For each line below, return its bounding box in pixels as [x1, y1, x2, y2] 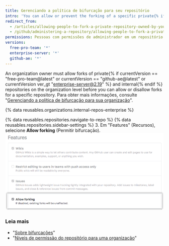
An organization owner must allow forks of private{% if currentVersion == [5, 70, 158, 76]
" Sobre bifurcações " [12, 229, 55, 235]
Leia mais [5, 218, 29, 225]
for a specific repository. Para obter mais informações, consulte [5, 92, 137, 98]
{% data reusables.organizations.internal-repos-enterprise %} [5, 107, 134, 113]
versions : [5, 40, 26, 45]
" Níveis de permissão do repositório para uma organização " [12, 234, 137, 241]
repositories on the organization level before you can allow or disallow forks [5, 86, 162, 93]
